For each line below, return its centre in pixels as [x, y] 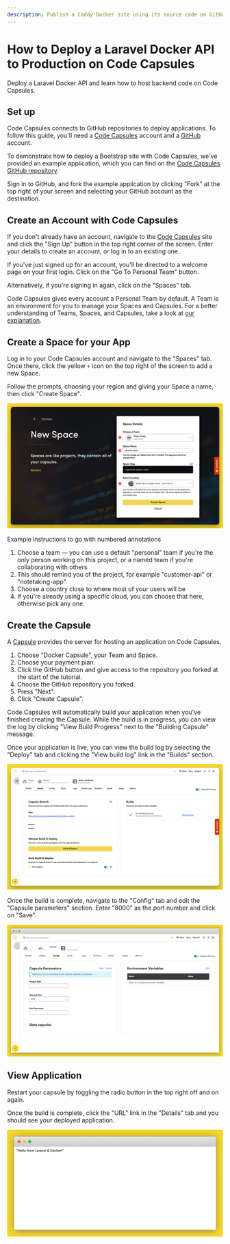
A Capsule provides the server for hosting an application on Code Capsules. [114, 642]
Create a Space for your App [69, 342]
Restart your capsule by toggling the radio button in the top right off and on [113, 1092]
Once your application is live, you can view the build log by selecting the [109, 748]
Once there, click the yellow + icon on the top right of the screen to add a [110, 366]
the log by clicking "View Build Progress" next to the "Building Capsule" [108, 727]
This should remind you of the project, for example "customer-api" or [114, 575]
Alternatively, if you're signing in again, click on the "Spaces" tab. [99, 286]
